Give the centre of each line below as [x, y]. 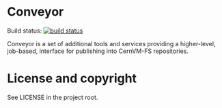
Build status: [25, 31]
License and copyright [72, 78]
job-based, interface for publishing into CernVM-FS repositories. [98, 51]
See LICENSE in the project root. [53, 97]
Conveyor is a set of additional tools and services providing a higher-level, [111, 43]
